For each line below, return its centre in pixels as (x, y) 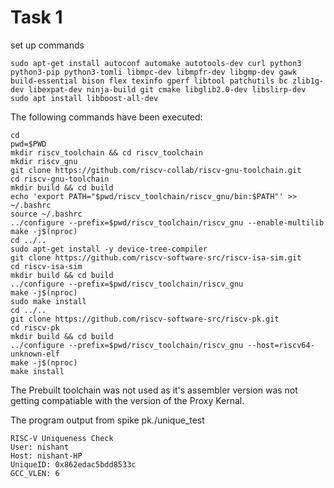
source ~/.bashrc (46, 214)
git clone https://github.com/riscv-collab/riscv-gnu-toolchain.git (156, 170)
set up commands (47, 45)
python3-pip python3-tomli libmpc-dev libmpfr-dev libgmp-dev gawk (154, 72)
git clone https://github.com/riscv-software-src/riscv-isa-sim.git (156, 257)
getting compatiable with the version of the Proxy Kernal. (127, 400)
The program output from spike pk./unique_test (107, 420)
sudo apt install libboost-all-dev (84, 98)
